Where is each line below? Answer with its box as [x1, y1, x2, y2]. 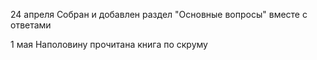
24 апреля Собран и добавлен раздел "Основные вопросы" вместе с [10, 9, 308, 20]
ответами [10, 19, 52, 31]
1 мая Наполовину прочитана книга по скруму [10, 39, 208, 50]
